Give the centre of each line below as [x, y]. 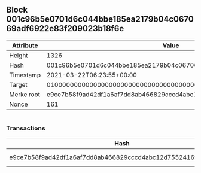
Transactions [26, 128]
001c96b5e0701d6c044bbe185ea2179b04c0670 [100, 19]
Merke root [25, 94]
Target [19, 84]
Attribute [25, 45]
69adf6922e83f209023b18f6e [65, 28]
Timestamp [25, 75]
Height [19, 55]
